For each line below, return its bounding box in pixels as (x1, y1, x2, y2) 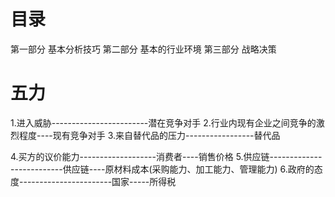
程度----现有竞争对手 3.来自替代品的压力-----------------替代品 (18, 129, 281, 141)
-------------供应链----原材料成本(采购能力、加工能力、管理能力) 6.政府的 (10, 163, 315, 175)
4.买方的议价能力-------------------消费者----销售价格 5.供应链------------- (10, 150, 323, 162)
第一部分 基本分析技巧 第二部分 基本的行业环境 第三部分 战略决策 (10, 43, 277, 55)
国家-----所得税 (111, 175, 177, 187)
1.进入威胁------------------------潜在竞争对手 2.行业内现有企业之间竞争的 (10, 116, 317, 129)
